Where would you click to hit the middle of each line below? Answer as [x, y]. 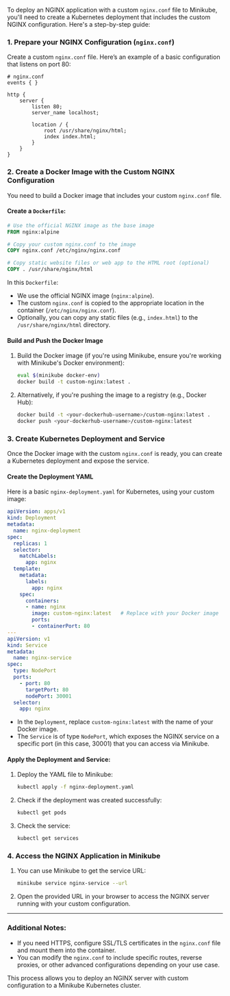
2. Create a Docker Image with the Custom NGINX [91, 172]
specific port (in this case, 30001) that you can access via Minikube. [113, 744]
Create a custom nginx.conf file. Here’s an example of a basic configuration [114, 57]
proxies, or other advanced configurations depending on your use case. [118, 965]
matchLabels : [38, 556]
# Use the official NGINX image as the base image [81, 225]
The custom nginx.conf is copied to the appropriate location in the [111, 303]
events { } [23, 83]
